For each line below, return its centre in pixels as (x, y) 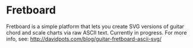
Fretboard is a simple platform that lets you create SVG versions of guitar (95, 26)
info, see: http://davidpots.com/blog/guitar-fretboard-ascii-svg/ (84, 39)
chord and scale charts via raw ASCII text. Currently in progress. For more (96, 32)
